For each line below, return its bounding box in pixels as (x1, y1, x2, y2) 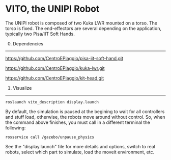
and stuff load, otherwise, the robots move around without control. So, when (5, 114, 165, 120)
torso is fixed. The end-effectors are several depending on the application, (5, 25, 162, 31)
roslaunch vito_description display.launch (5, 99, 99, 104)
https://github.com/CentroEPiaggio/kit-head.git (5, 75, 104, 81)
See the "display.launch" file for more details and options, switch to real (5, 143, 155, 149)
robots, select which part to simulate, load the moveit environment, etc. (5, 149, 155, 155)
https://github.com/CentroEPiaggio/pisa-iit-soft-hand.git (5, 55, 124, 61)
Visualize (12, 85, 32, 91)
